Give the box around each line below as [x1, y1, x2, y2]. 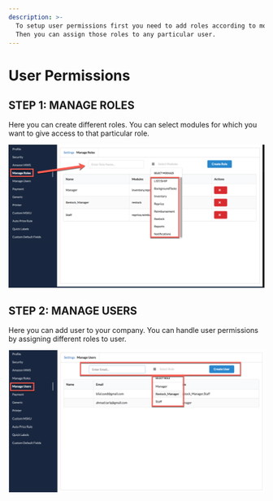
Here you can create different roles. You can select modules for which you [8, 120, 258, 130]
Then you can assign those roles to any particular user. [15, 30, 217, 38]
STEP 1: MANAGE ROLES [8, 98, 135, 112]
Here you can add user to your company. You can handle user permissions [8, 326, 258, 335]
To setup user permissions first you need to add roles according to [15, 21, 256, 30]
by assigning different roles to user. [8, 334, 128, 344]
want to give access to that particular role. [8, 128, 150, 138]
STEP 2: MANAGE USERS [8, 304, 138, 317]
